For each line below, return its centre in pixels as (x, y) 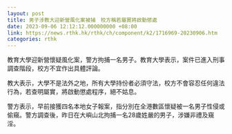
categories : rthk (32, 39)
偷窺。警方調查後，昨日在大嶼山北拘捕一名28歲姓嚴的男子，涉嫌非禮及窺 (111, 115)
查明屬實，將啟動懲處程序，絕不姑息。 (85, 92)
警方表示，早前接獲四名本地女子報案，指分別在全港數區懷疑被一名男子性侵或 (116, 106)
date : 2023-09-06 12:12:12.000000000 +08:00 (72, 26)
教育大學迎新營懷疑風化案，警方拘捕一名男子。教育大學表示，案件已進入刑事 (116, 60)
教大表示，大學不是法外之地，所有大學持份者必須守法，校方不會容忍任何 (110, 83)
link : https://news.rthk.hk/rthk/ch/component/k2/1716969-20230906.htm (112, 33)
